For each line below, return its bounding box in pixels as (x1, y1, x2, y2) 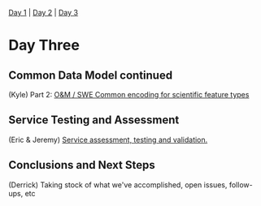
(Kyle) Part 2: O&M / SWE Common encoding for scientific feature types (8, 90, 250, 99)
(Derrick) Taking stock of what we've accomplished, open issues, (8, 179, 228, 190)
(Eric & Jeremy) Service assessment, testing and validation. (8, 135, 208, 144)
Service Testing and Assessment (8, 114, 180, 127)
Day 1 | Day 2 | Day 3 (8, 8, 79, 17)
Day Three (8, 36, 80, 54)
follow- (228, 179, 254, 190)
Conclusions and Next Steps (8, 158, 156, 172)
